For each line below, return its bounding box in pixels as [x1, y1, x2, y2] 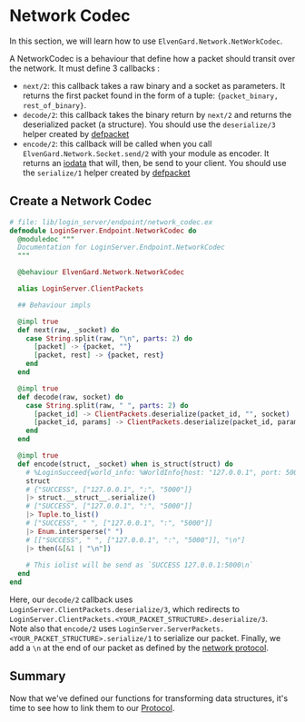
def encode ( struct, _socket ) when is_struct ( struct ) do [17, 460, 233, 469]
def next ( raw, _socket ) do [17, 325, 120, 334]
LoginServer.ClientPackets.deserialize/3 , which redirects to [9, 604, 241, 614]
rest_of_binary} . [22, 99, 87, 110]
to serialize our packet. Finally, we [153, 633, 281, 643]
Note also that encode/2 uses [9, 623, 117, 634]
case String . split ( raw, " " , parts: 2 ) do [25, 401, 189, 410]
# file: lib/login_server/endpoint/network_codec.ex [9, 217, 213, 227]
